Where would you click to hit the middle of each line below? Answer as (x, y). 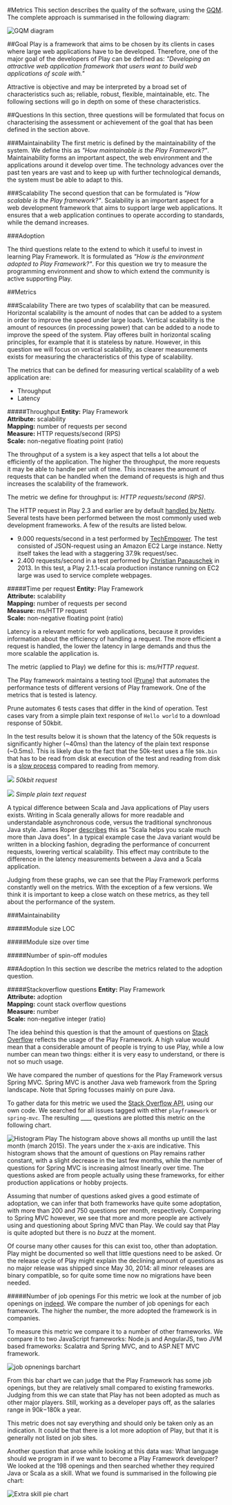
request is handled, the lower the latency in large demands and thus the (109, 646)
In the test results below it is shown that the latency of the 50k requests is (112, 736)
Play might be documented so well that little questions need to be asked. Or (115, 1253)
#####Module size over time (48, 942)
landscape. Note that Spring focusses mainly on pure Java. (91, 1090)
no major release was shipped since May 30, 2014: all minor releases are (110, 1268)
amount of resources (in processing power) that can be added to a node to (113, 327)
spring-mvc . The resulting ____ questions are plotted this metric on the (106, 1118)
